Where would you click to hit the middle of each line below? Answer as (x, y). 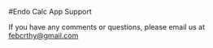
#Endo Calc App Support (50, 12)
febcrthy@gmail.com (43, 36)
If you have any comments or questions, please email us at (107, 27)
